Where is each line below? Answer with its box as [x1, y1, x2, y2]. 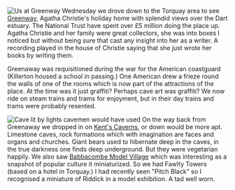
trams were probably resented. [7, 102, 97, 110]
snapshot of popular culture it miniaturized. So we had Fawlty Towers [7, 160, 208, 168]
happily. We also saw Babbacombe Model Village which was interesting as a [7, 152, 227, 161]
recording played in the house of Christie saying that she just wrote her [7, 44, 212, 52]
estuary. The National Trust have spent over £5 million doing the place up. [7, 22, 220, 29]
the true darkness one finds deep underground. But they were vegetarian [7, 145, 218, 153]
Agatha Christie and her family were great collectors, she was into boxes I [7, 29, 220, 37]
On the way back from [142, 115, 206, 124]
